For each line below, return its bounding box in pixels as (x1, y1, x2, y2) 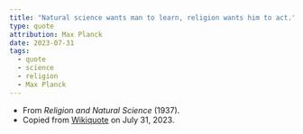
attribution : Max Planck (9, 30, 103, 39)
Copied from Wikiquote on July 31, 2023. (22, 114, 175, 125)
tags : (9, 47, 30, 56)
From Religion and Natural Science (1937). (22, 104, 180, 115)
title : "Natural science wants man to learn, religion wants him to (9, 13, 272, 22)
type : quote (9, 22, 54, 31)
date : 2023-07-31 (9, 38, 75, 48)
